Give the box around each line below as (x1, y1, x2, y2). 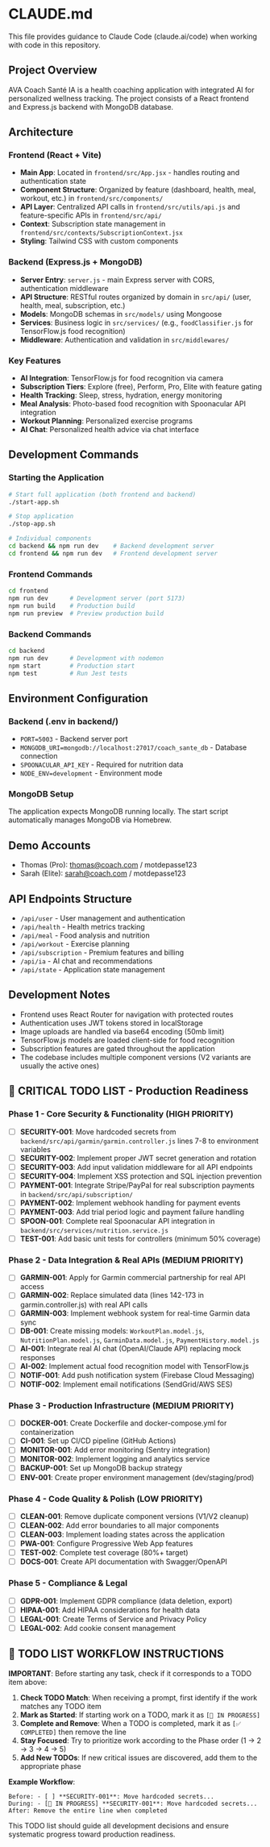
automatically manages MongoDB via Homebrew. (8, 815, 172, 825)
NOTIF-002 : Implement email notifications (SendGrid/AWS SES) (19, 1379, 233, 1389)
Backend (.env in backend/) (8, 715, 119, 726)
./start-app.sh (8, 497, 60, 506)
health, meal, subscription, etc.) (19, 300, 126, 310)
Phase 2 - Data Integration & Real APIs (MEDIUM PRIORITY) (8, 1254, 244, 1266)
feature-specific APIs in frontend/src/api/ (19, 210, 163, 220)
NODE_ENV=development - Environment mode (19, 768, 163, 778)
